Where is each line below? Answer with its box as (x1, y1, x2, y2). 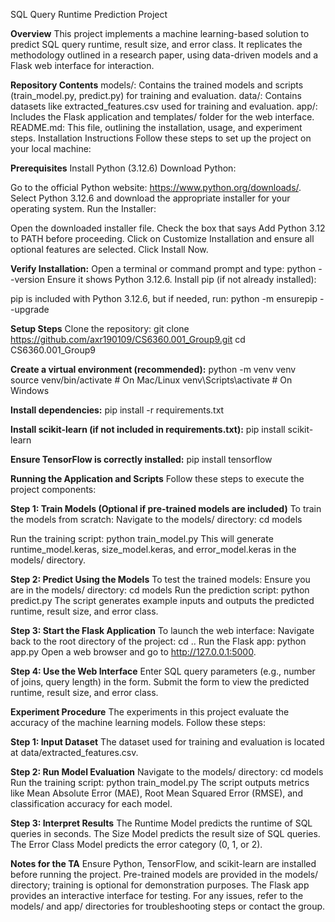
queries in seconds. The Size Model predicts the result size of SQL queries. (10, 828, 321, 839)
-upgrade (10, 304, 50, 315)
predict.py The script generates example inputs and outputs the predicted (10, 595, 315, 606)
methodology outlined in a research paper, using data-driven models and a (10, 49, 319, 61)
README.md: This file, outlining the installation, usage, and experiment (10, 122, 303, 133)
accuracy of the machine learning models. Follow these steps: (10, 717, 266, 728)
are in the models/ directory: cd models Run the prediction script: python (10, 584, 310, 596)
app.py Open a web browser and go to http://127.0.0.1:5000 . (10, 646, 257, 658)
